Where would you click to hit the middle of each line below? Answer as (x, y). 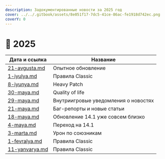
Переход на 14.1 (73, 125)
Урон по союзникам (77, 133)
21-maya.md (23, 109)
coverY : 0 (16, 19)
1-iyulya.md (23, 76)
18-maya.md (23, 117)
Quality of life (69, 92)
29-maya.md (23, 100)
